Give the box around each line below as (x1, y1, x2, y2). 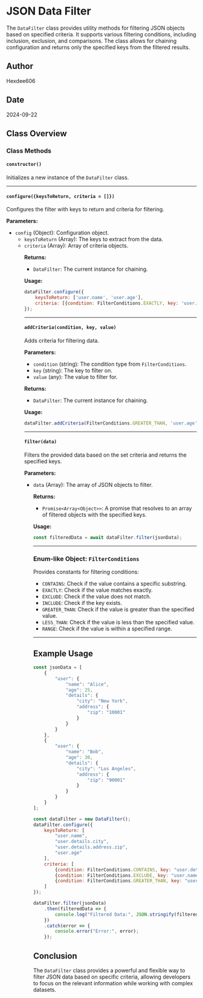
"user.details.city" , (54, 839, 109, 845)
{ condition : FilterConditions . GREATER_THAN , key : (54, 878, 182, 884)
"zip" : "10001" (87, 710, 126, 716)
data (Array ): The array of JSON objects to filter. (33, 481, 153, 489)
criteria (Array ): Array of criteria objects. (24, 242, 129, 249)
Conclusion (33, 951, 77, 961)
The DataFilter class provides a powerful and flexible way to (33, 967, 185, 974)
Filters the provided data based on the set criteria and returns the (24, 451, 187, 458)
